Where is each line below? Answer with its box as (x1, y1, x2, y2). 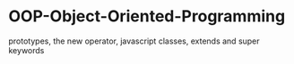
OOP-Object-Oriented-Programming (8, 6, 286, 27)
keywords (8, 44, 45, 55)
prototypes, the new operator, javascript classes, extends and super (8, 36, 261, 46)
